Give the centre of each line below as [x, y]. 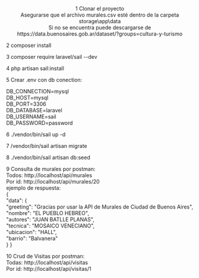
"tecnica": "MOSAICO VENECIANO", [50, 226]
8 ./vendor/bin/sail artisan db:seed [48, 157]
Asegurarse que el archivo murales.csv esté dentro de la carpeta [100, 15]
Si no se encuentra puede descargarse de [100, 27]
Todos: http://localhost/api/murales [49, 175]
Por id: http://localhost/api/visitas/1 [49, 269]
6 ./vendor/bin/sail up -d [36, 134]
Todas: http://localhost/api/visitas [47, 263]
